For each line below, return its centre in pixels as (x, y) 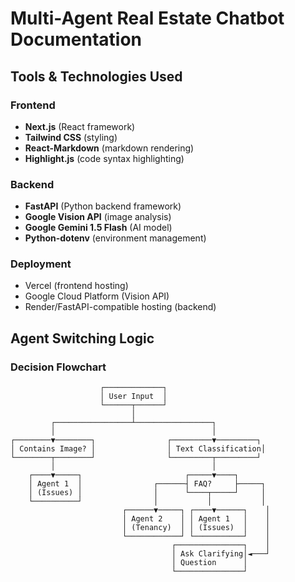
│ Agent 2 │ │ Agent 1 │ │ (196, 519)
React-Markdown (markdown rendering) (109, 148)
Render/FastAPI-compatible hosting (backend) (120, 307)
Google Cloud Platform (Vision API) (97, 296)
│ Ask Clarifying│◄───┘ (221, 554)
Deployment (41, 264)
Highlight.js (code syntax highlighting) (104, 158)
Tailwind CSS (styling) (71, 137)
